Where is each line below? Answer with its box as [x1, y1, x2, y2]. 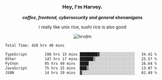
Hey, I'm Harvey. [62, 3, 103, 10]
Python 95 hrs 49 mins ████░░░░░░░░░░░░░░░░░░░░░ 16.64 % [5, 61, 157, 66]
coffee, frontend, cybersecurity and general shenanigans [22, 15, 143, 21]
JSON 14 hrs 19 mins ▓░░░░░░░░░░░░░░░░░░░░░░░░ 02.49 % [5, 70, 157, 75]
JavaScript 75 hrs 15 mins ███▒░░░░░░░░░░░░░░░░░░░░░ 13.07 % [5, 65, 157, 71]
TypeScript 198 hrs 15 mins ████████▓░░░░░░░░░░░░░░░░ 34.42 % [5, 52, 157, 57]
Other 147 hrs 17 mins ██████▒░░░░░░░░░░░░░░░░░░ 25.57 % [5, 56, 157, 62]
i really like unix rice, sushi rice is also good [38, 24, 127, 30]
